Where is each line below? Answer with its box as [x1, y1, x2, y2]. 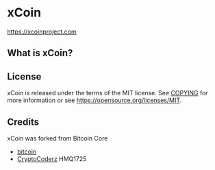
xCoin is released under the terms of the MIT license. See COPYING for [7, 89, 208, 97]
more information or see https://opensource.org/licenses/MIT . [7, 96, 182, 104]
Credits [7, 116, 40, 127]
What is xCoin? [7, 47, 73, 59]
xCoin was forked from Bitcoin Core [7, 134, 108, 142]
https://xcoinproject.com [7, 27, 77, 36]
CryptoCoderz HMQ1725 [16, 154, 87, 162]
